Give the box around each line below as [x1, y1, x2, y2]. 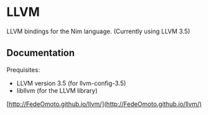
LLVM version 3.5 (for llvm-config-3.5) [16, 79, 126, 87]
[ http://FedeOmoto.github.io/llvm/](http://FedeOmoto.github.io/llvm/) [6, 100, 202, 108]
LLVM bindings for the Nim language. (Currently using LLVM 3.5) [6, 27, 191, 35]
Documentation [6, 47, 75, 59]
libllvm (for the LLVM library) [16, 86, 98, 94]
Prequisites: [6, 65, 41, 73]
